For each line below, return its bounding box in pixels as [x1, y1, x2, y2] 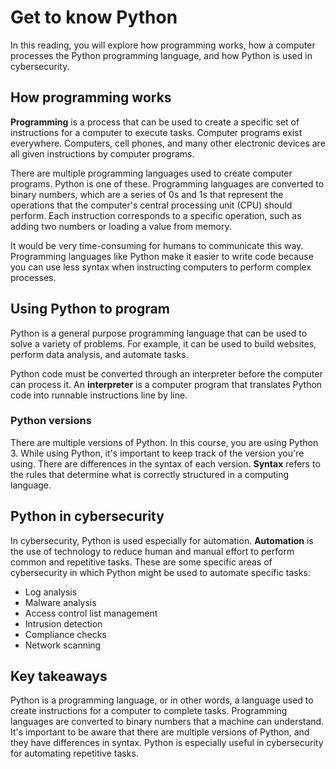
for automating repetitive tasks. [10, 747, 139, 760]
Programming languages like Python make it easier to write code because [10, 250, 314, 262]
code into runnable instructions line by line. [10, 389, 188, 401]
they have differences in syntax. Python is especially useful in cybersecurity [10, 737, 324, 749]
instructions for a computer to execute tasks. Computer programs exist [10, 126, 303, 138]
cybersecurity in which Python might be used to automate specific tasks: [10, 566, 311, 578]
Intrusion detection [24, 617, 103, 630]
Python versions [10, 414, 92, 428]
